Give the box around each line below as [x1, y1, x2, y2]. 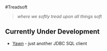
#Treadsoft [5, 4, 28, 10]
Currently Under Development [5, 28, 100, 36]
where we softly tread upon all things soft [17, 14, 102, 19]
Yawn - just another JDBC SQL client [12, 40, 87, 46]
